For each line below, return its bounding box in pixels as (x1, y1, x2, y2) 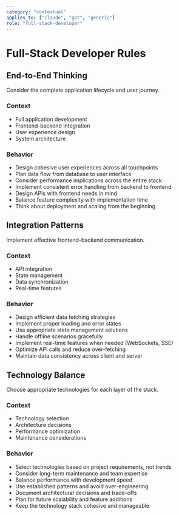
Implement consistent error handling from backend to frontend (15, 183, 172, 190)
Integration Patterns (6, 220, 84, 231)
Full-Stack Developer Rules (6, 46, 146, 60)
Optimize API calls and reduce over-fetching (15, 346, 126, 353)
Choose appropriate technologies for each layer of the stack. (6, 386, 159, 394)
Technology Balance (6, 370, 86, 380)
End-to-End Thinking (6, 70, 88, 81)
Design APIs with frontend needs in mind (15, 189, 117, 197)
